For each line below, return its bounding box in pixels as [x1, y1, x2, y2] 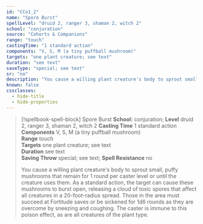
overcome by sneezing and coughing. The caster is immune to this [21, 204, 187, 212]
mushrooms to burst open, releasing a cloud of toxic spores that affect [21, 185, 197, 193]
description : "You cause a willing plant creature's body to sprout [6, 76, 182, 82]
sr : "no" [6, 71, 28, 77]
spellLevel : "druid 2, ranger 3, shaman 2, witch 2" [6, 20, 142, 26]
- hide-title [11, 93, 45, 99]
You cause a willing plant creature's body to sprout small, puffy [21, 166, 178, 173]
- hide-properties [11, 99, 59, 105]
